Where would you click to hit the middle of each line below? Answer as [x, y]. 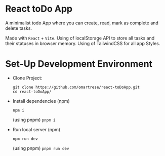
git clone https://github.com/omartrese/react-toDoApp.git [76, 87]
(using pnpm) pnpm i [34, 120]
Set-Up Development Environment [79, 64]
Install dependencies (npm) [41, 101]
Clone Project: [27, 78]
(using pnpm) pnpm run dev [41, 148]
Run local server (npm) [36, 129]
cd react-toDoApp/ [32, 92]
